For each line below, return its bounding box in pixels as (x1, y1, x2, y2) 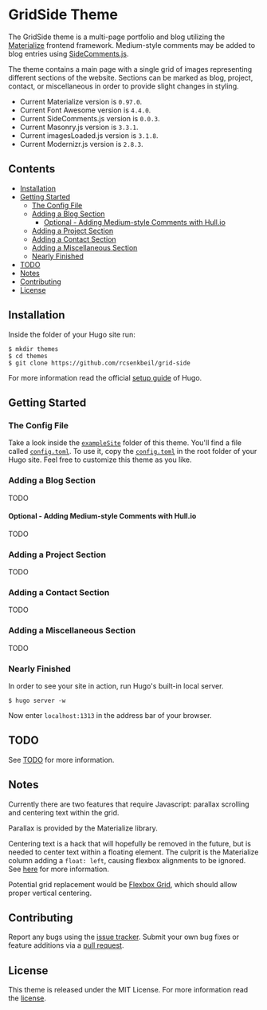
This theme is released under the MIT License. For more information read (8, 985, 249, 995)
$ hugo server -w (8, 696, 66, 704)
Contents (8, 162, 56, 176)
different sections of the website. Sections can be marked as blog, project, (8, 73, 253, 82)
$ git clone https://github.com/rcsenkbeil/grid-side (8, 359, 191, 367)
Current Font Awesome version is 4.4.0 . (19, 105, 151, 115)
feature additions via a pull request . (8, 941, 124, 950)
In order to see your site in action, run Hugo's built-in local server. (8, 681, 224, 691)
